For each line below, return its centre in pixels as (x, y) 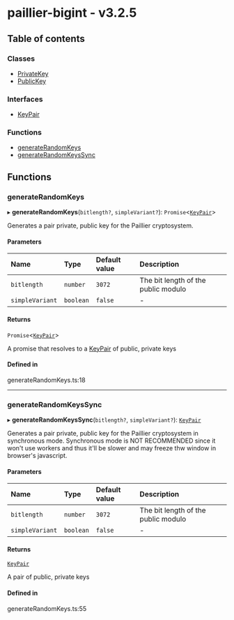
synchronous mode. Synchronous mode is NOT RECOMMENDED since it (111, 441)
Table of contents (46, 39)
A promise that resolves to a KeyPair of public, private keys (92, 348)
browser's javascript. (37, 456)
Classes (21, 59)
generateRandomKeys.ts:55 (47, 608)
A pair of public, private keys (48, 577)
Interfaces (25, 99)
